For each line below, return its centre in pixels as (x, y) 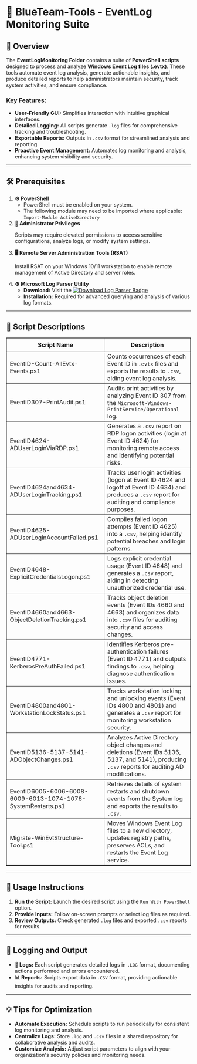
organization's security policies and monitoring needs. (80, 1055)
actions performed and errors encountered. (67, 971)
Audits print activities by (141, 388)
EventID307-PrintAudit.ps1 (48, 402)
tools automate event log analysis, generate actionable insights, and (88, 72)
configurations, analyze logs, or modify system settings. (82, 241)
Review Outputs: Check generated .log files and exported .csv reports (101, 920)
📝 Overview (28, 46)
